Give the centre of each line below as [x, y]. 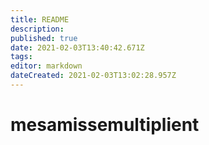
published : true [44, 38]
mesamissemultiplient [105, 125]
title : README [40, 19]
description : [37, 29]
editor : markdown [46, 66]
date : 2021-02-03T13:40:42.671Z [77, 47]
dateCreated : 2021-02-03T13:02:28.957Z [93, 76]
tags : [21, 57]
